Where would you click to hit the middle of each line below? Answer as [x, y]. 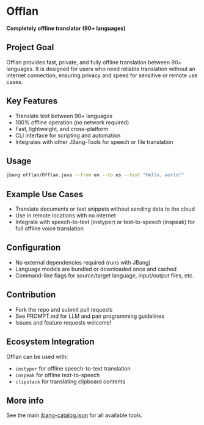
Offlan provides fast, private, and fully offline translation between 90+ [94, 62]
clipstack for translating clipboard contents [70, 382]
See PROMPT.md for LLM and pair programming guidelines [90, 316]
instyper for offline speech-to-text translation [73, 368]
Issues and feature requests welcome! [63, 322]
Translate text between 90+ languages [64, 116]
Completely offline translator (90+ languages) [66, 28]
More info [25, 400]
